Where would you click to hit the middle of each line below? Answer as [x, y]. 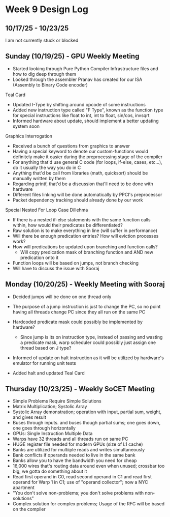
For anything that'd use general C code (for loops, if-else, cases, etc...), [87, 162]
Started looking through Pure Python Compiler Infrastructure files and [85, 68]
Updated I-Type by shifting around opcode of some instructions [79, 104]
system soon [26, 126]
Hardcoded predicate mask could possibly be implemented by [78, 322]
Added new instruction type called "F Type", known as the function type [88, 110]
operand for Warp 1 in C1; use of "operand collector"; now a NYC [80, 482]
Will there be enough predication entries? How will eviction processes [86, 236]
